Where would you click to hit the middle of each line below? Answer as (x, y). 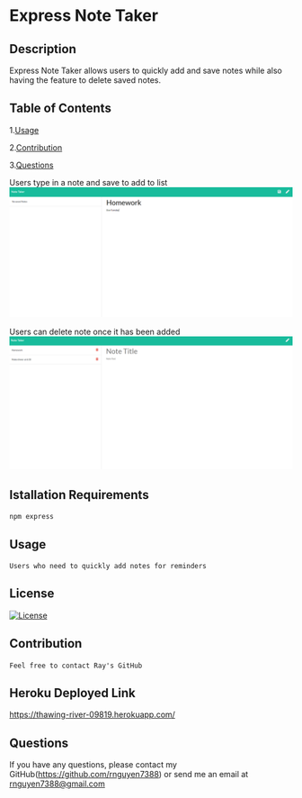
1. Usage (24, 130)
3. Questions (31, 165)
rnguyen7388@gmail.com (58, 784)
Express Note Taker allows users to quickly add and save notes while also (146, 70)
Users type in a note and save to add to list (89, 182)
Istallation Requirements (80, 495)
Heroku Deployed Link (73, 693)
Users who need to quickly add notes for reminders (108, 567)
